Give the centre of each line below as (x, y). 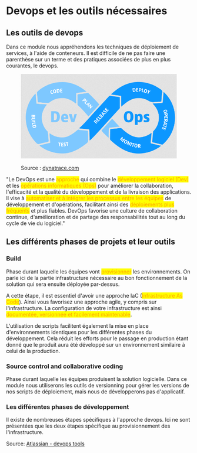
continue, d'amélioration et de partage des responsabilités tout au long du (96, 217)
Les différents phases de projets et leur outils (91, 242)
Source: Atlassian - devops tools (46, 444)
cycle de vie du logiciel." (36, 223)
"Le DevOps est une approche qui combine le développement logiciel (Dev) (98, 180)
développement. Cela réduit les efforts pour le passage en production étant (97, 338)
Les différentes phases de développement (68, 407)
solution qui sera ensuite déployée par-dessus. (63, 284)
